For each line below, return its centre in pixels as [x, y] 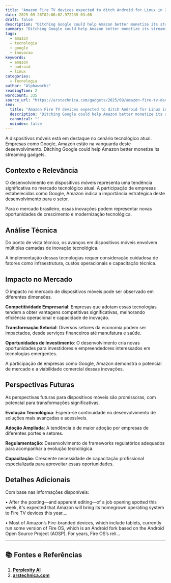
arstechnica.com [31, 575]
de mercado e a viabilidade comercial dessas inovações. [65, 369]
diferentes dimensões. [29, 297]
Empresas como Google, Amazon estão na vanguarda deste [68, 144]
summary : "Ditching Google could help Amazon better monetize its [77, 29]
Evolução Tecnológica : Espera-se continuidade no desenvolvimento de [81, 412]
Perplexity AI [27, 570]
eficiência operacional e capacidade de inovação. [57, 318]
